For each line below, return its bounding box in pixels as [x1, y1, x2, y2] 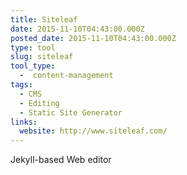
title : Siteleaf [10, 14, 78, 25]
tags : [10, 80, 33, 90]
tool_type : [10, 61, 56, 71]
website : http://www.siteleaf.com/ [19, 126, 168, 136]
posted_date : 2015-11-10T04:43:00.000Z [10, 33, 177, 43]
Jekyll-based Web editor [10, 154, 112, 166]
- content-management [19, 71, 114, 81]
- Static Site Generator [19, 107, 123, 118]
